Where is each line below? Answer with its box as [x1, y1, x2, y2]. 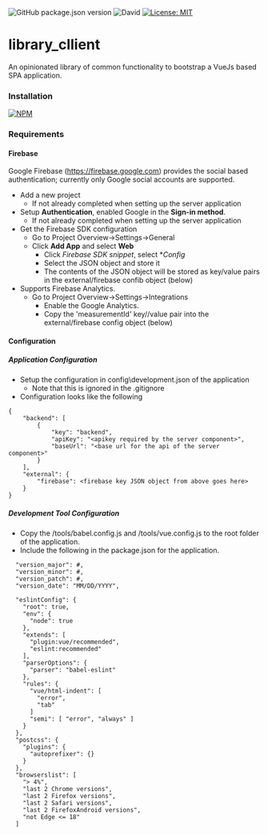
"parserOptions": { [22, 659, 88, 667]
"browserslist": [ [15, 771, 78, 779]
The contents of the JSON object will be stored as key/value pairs [43, 267, 260, 276]
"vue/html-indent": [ [29, 687, 102, 695]
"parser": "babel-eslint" [29, 665, 116, 674]
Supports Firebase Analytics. [19, 284, 116, 294]
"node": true [29, 616, 74, 624]
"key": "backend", [50, 428, 113, 436]
